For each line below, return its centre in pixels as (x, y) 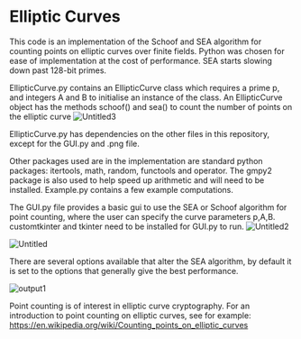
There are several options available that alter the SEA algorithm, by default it (150, 261)
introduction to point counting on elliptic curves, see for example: (130, 315)
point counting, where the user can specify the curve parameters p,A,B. (142, 216)
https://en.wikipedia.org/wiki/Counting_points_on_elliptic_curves (129, 325)
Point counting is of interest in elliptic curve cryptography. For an (130, 306)
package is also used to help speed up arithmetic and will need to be (137, 180)
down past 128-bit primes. (58, 70)
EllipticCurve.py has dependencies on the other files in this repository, (140, 133)
